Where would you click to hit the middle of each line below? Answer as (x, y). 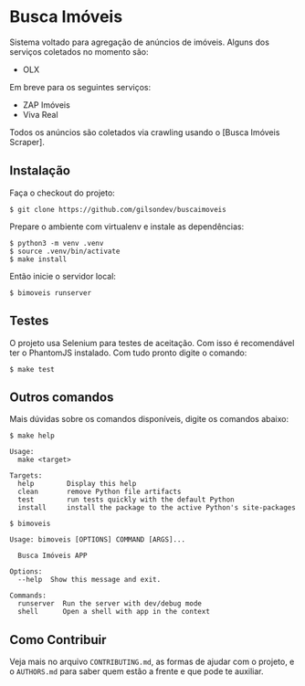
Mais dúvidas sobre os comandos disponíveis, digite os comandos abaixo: (149, 419)
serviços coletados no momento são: (79, 51)
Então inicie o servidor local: (63, 276)
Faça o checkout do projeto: (63, 193)
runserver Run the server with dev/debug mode (110, 604)
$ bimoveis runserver (51, 293)
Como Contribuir (58, 640)
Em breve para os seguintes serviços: (80, 87)
